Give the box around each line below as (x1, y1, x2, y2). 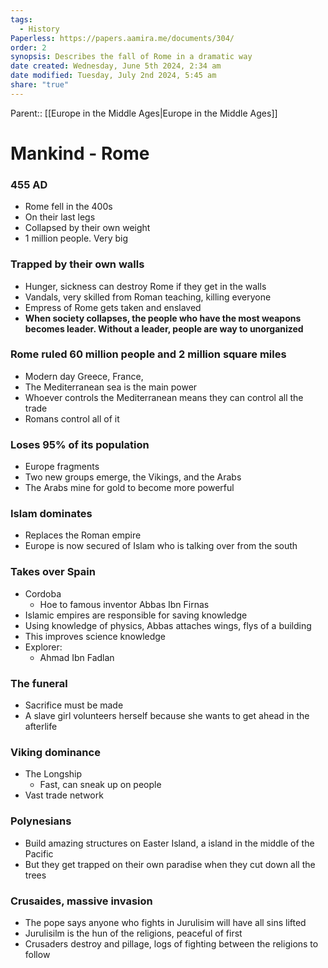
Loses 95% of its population (10, 437, 150, 451)
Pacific (24, 847, 54, 860)
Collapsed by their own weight (24, 222, 151, 234)
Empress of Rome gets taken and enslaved (24, 301, 202, 313)
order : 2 (10, 42, 47, 53)
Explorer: (24, 641, 63, 653)
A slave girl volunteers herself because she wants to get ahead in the (24, 710, 310, 722)
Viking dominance (10, 745, 101, 759)
